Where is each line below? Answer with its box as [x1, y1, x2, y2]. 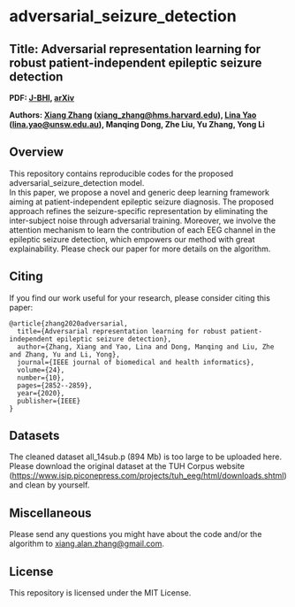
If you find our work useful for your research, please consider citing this [9, 292, 271, 303]
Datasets [9, 428, 60, 443]
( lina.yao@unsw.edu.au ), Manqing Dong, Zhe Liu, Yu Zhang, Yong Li [9, 119, 265, 129]
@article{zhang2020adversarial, [9, 319, 128, 328]
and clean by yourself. [9, 480, 90, 490]
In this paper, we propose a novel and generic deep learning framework [9, 187, 269, 197]
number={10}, [17, 373, 65, 382]
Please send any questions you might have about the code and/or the [9, 529, 262, 540]
